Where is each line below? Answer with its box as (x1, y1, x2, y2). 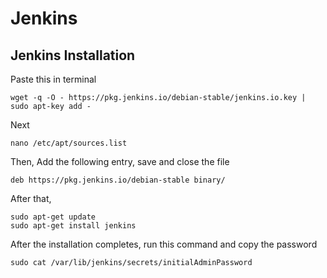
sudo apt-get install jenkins (10, 221, 137, 231)
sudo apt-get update (10, 212, 97, 222)
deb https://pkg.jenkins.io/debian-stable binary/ (10, 175, 226, 185)
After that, (10, 193, 52, 204)
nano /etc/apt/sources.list (10, 138, 128, 148)
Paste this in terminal (10, 73, 97, 85)
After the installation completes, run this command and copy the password (10, 238, 318, 250)
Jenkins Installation (10, 47, 136, 64)
